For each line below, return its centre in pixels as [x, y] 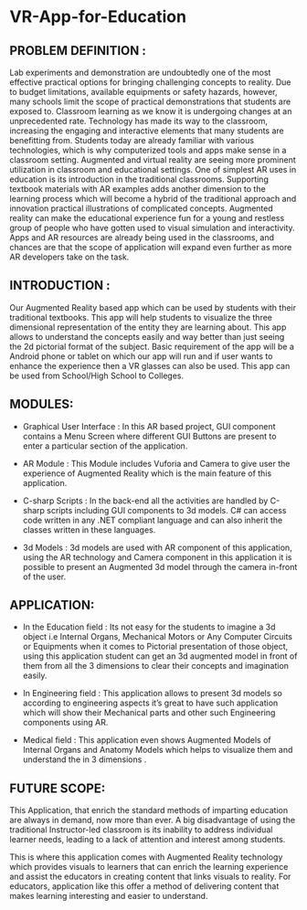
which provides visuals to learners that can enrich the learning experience [149, 867]
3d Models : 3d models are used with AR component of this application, [157, 547]
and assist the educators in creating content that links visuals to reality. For [150, 877]
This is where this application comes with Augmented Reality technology [146, 857]
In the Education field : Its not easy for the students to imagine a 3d [149, 627]
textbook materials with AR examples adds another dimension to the [138, 189]
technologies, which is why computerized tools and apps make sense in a [148, 150]
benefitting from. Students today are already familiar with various [132, 140]
